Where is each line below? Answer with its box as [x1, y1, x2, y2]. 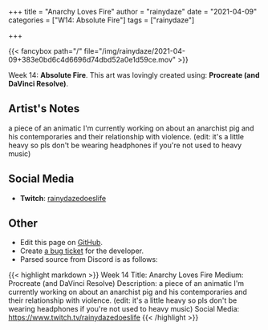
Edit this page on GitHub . [19, 238, 103, 247]
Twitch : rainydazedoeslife [19, 193, 107, 203]
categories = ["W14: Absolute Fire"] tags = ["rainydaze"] [8, 15, 195, 25]
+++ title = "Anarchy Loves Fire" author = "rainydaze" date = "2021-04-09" [8, 7, 258, 16]
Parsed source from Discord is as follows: [19, 255, 158, 264]
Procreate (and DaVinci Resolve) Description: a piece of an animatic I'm [8, 279, 245, 288]
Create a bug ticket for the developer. [19, 246, 144, 256]
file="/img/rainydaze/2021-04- [83, 46, 186, 55]
